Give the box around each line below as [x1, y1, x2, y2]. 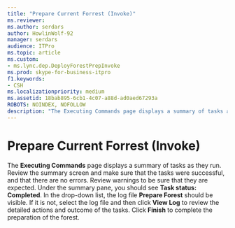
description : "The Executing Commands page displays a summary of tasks [7, 108, 224, 115]
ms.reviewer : [7, 17, 45, 24]
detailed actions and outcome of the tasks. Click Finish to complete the [7, 206, 213, 214]
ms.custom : [7, 56, 39, 63]
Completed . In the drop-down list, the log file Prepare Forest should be [7, 190, 213, 199]
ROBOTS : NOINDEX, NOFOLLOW [7, 101, 86, 108]
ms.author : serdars [7, 23, 64, 30]
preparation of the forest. [7, 213, 80, 221]
